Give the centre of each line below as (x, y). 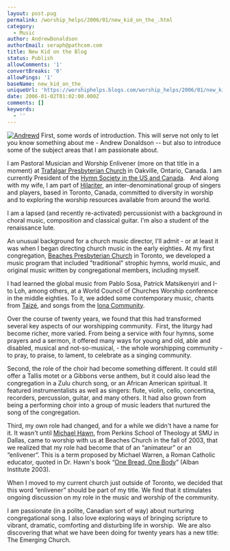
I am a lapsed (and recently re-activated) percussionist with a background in (115, 213)
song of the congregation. (44, 412)
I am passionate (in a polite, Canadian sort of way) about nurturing (101, 510)
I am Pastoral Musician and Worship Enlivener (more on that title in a (103, 163)
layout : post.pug (32, 13)
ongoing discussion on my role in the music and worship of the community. (113, 497)
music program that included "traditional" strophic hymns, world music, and (114, 262)
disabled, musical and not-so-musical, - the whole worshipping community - (115, 348)
